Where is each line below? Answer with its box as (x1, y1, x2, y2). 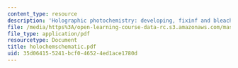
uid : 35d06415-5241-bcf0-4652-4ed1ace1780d (7, 50, 138, 57)
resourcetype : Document (7, 37, 78, 44)
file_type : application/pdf (7, 30, 91, 38)
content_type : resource (7, 10, 78, 18)
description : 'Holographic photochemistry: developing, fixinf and (7, 17, 211, 24)
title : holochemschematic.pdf (7, 43, 97, 50)
